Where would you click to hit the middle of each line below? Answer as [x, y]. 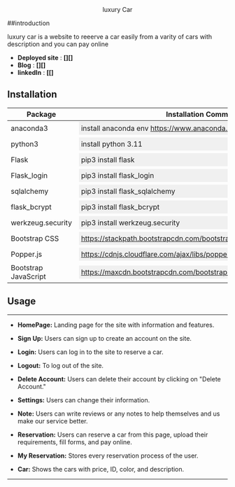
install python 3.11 [112, 143]
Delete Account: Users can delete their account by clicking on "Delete [119, 379]
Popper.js [27, 254]
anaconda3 [29, 128]
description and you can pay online [58, 44]
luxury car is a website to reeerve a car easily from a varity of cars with [110, 37]
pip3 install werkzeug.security [130, 223]
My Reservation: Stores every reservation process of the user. [108, 456]
